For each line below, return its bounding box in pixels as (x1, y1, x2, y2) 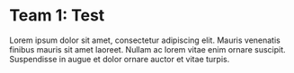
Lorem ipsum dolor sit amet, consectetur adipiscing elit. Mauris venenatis (9, 35, 281, 45)
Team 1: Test (9, 5, 105, 26)
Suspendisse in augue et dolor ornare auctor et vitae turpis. (9, 53, 230, 64)
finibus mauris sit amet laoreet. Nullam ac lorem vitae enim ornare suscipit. (9, 44, 286, 54)
